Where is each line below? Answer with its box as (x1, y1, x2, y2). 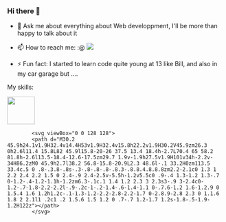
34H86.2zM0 (7, 160, 38, 168)
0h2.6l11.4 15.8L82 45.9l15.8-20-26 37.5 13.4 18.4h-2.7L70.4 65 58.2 (7, 148, 214, 155)
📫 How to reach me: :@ (16, 43, 85, 52)
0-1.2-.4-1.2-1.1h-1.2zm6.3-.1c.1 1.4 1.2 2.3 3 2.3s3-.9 (7, 179, 177, 185)
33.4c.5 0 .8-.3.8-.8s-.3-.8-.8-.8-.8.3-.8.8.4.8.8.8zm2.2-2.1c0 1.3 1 (7, 166, 216, 173)
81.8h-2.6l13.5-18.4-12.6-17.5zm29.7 (7, 154, 115, 161)
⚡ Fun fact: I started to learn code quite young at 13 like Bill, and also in (16, 60, 218, 68)
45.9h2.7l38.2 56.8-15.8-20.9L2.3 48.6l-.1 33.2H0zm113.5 (41, 160, 211, 168)
